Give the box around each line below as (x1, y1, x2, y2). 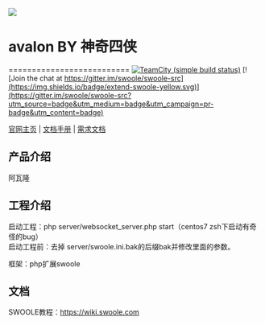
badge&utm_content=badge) (8, 107, 104, 117)
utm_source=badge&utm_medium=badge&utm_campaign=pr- (8, 99, 214, 109)
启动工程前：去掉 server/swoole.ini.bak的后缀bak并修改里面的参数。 (8, 241, 235, 251)
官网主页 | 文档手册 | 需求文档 (8, 124, 106, 134)
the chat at (27, 73, 63, 83)
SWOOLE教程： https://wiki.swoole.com (8, 307, 139, 317)
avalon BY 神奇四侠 (8, 38, 137, 56)
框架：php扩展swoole (8, 258, 81, 269)
